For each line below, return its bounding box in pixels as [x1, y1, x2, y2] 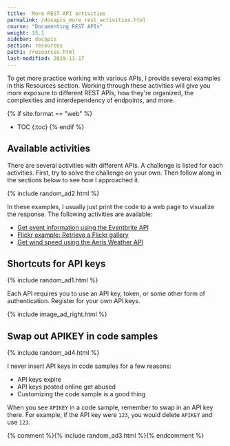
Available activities [7, 143, 91, 155]
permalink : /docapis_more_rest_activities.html [7, 17, 147, 23]
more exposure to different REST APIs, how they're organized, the [7, 88, 194, 97]
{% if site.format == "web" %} [7, 109, 93, 117]
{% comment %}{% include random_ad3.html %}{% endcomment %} [7, 432, 205, 440]
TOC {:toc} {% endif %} [17, 122, 85, 131]
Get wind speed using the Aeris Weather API [17, 237, 143, 246]
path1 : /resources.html [7, 49, 76, 56]
